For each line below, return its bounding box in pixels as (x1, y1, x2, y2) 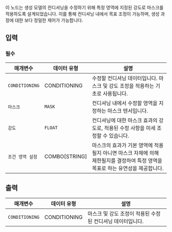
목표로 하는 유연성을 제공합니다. (92, 165, 164, 172)
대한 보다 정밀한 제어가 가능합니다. (14, 17, 83, 23)
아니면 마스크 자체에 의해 (102, 149, 159, 156)
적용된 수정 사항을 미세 (104, 124, 156, 131)
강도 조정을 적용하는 (109, 82, 155, 89)
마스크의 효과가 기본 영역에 (92, 142, 153, 149)
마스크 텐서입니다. (107, 107, 148, 114)
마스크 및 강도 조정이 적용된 (88, 210, 150, 217)
